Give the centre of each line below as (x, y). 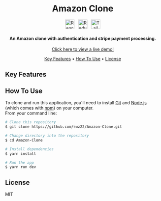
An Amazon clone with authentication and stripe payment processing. (83, 38)
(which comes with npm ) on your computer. (49, 108)
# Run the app (20, 163)
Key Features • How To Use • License (83, 59)
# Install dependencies (30, 149)
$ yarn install (21, 154)
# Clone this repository (31, 122)
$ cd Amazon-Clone (24, 140)
